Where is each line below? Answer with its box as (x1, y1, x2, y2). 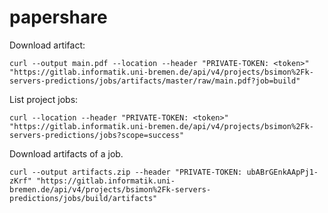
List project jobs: (9, 93, 79, 105)
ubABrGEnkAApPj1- (246, 167, 319, 177)
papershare (9, 6, 108, 29)
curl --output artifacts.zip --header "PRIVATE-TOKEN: (9, 167, 243, 177)
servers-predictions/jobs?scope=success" (9, 130, 185, 140)
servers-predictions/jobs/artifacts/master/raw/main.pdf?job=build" (9, 76, 301, 86)
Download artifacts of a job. (9, 147, 124, 160)
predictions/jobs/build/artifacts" (9, 193, 158, 203)
